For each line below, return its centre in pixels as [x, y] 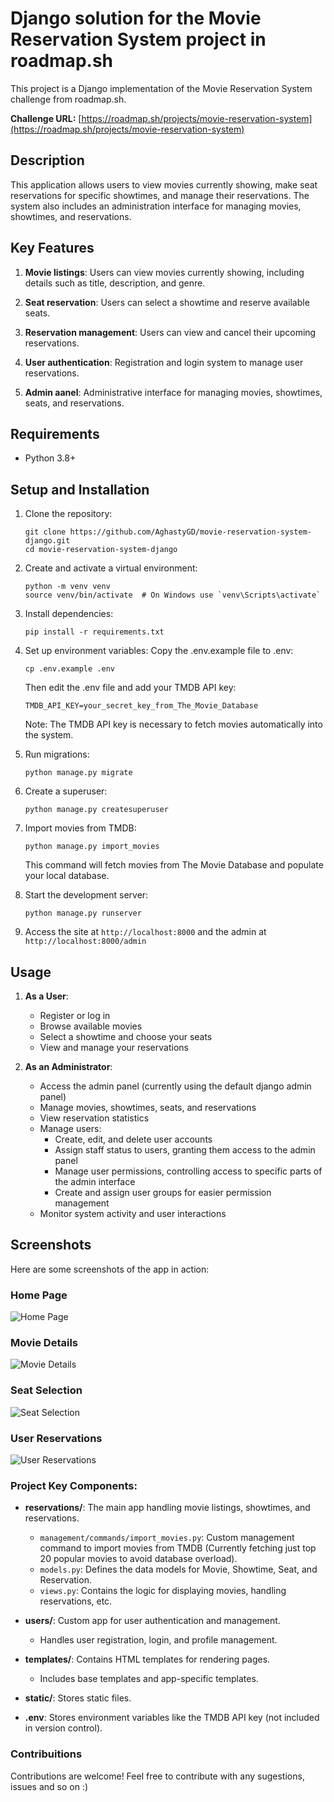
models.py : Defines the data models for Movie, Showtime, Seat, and [178, 1569]
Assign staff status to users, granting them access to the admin [185, 1150]
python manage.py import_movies [92, 847]
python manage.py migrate [78, 773]
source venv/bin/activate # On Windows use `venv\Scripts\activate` [173, 595]
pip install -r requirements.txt [94, 632]
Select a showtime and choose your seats [126, 1036]
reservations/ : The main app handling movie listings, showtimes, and [167, 1508]
